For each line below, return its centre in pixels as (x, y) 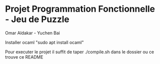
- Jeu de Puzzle (37, 19)
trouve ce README (24, 57)
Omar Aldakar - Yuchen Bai (33, 33)
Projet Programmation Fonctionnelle (80, 9)
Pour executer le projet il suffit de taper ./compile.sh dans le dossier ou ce (80, 52)
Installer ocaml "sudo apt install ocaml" (45, 42)
